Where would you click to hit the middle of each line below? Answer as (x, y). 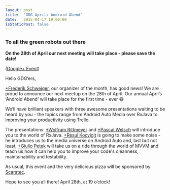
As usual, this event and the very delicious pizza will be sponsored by (78, 167)
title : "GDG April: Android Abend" (44, 15)
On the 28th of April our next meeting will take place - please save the (80, 53)
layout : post (19, 10)
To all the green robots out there (46, 42)
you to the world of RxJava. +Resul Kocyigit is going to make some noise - (83, 135)
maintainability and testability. (36, 156)
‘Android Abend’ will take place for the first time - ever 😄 (65, 99)
